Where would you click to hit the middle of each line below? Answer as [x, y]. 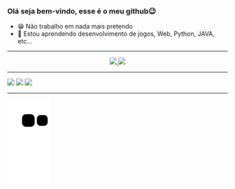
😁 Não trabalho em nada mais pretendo [75, 27]
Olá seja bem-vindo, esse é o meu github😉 [81, 11]
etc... [25, 41]
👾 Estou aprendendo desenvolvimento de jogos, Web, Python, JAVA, [116, 34]
